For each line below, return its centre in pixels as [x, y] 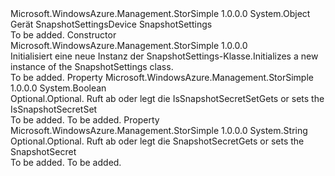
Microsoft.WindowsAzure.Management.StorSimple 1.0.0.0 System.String [159, 130]
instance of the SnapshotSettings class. [92, 66]
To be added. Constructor [63, 35]
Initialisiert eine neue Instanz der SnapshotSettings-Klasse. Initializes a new [164, 56]
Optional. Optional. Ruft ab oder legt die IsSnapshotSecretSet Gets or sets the [167, 98]
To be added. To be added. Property [85, 120]
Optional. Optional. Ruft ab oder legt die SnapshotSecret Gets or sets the [157, 141]
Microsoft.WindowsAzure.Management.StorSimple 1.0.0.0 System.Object [160, 13]
